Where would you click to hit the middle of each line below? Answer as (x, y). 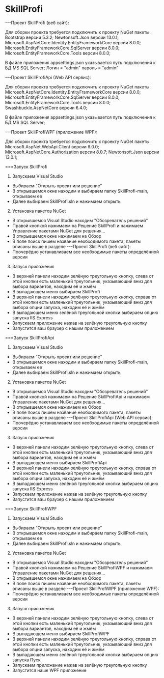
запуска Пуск (26, 660)
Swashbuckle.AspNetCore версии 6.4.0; (46, 108)
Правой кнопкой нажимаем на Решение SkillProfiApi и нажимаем (81, 396)
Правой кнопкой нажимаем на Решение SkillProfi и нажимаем (78, 226)
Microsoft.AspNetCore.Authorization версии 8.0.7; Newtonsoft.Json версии (82, 152)
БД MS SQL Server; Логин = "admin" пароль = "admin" (62, 68)
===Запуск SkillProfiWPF (31, 508)
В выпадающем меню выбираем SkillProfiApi (59, 462)
